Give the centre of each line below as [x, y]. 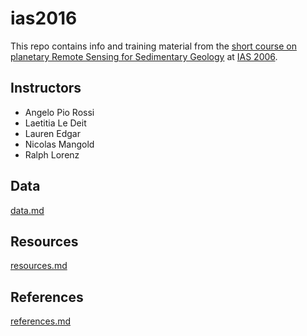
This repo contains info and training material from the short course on [153, 46]
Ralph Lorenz [52, 154]
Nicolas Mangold [59, 144]
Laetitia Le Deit [55, 123]
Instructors [46, 88]
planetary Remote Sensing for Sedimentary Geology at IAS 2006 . [144, 56]
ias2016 [44, 18]
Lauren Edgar [52, 133]
